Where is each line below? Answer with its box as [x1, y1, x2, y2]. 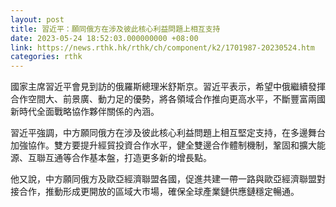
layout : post [10, 14, 65, 25]
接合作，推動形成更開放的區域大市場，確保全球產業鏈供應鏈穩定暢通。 [10, 186, 300, 198]
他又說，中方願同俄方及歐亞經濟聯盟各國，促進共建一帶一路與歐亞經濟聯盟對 [10, 173, 326, 185]
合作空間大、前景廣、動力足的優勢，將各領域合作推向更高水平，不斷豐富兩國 [10, 93, 326, 105]
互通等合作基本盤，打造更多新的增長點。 [44, 152, 212, 164]
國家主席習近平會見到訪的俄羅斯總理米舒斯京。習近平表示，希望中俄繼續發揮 [10, 81, 326, 93]
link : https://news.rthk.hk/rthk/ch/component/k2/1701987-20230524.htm [10, 42, 315, 53]
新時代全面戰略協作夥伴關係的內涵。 [10, 106, 160, 118]
